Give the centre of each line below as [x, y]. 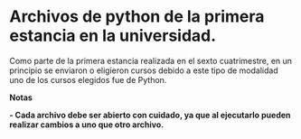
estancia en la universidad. [113, 36]
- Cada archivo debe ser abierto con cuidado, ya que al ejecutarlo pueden [150, 115]
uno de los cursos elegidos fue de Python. [88, 79]
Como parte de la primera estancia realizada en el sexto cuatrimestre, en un [150, 60]
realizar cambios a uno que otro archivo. [87, 125]
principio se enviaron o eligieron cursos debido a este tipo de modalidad [144, 70]
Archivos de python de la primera [137, 17]
